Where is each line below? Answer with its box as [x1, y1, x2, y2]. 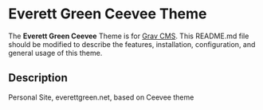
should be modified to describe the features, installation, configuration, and [8, 39, 256, 49]
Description [8, 71, 68, 84]
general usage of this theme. [8, 48, 103, 57]
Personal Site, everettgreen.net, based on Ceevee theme [8, 92, 194, 102]
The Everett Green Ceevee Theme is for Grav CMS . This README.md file [8, 31, 249, 41]
